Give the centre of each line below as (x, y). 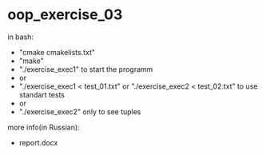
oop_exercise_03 (65, 15)
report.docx (38, 142)
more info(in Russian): (44, 127)
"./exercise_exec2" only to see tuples (80, 111)
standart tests (42, 94)
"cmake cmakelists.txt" (57, 52)
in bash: (20, 37)
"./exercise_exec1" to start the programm (86, 69)
